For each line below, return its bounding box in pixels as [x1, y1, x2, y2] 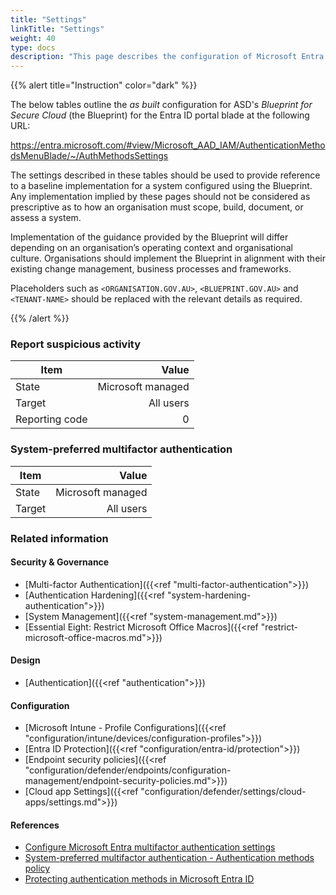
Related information [10, 531, 109, 545]
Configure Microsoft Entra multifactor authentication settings [24, 841, 276, 853]
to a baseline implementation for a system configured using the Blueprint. [10, 180, 313, 192]
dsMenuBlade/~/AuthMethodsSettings [10, 150, 169, 162]
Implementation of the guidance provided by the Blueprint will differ [10, 231, 289, 243]
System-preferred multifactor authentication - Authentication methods [24, 852, 315, 864]
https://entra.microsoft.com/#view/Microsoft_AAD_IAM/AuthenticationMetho [10, 139, 326, 151]
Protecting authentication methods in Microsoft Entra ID [24, 873, 255, 885]
